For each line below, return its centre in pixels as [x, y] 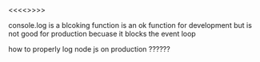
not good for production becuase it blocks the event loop [102, 34]
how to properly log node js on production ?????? [89, 49]
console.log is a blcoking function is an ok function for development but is [130, 25]
